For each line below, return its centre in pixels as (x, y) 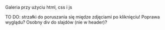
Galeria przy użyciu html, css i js (39, 7)
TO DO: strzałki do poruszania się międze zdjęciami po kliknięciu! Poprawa (82, 17)
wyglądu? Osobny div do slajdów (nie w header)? (56, 22)
